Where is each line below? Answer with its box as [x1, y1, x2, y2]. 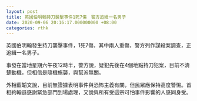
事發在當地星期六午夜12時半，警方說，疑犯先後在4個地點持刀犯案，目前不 [6, 62, 185, 69]
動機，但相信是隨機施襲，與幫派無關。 [11, 69, 104, 76]
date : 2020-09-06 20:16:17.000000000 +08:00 [6, 19, 117, 25]
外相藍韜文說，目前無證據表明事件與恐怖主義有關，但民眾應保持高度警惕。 [6, 82, 186, 89]
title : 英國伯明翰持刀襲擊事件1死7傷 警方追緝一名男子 [6, 14, 126, 20]
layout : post [6, 8, 38, 15]
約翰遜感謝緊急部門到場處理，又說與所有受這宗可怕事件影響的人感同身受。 [11, 89, 192, 96]
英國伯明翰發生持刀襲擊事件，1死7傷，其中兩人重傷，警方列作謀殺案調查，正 [6, 42, 192, 49]
